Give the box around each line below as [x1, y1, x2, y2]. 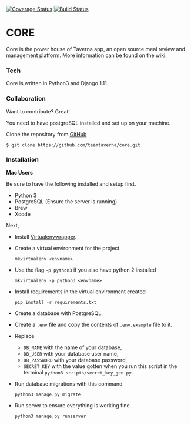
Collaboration [6, 95, 46, 103]
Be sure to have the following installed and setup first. [6, 180, 136, 188]
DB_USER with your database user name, [23, 350, 119, 357]
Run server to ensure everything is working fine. [14, 401, 132, 409]
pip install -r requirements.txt [14, 299, 97, 305]
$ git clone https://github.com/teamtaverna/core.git [6, 142, 141, 148]
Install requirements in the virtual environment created [14, 288, 146, 295]
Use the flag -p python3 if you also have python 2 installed [14, 266, 156, 273]
